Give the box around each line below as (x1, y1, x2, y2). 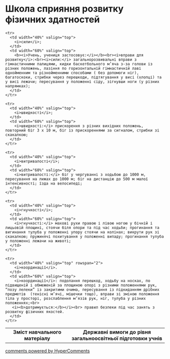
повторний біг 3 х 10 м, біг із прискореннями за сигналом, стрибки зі (5, 127, 159, 133)
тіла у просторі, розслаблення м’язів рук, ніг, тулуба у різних (5, 296, 146, 301)
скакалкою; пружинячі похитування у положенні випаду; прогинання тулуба (5, 234, 164, 239)
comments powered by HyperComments (5, 347, 90, 354)
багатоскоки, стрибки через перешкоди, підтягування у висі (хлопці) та (5, 74, 162, 80)
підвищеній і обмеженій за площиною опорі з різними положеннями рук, (5, 283, 157, 288)
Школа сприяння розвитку (5, 3, 124, 15)
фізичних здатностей (5, 14, 100, 25)
